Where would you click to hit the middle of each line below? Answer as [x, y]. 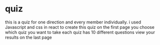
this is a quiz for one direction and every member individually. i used [73, 22]
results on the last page [29, 37]
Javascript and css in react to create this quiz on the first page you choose [80, 27]
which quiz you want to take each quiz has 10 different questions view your [80, 32]
